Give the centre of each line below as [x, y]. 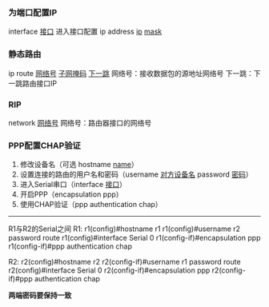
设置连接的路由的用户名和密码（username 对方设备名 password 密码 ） [137, 174]
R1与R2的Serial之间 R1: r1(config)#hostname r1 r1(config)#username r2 [124, 229]
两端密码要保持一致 [40, 295]
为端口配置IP [33, 12]
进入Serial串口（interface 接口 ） [73, 185]
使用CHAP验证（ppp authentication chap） [91, 205]
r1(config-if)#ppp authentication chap [70, 246]
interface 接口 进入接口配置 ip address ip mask [85, 32]
